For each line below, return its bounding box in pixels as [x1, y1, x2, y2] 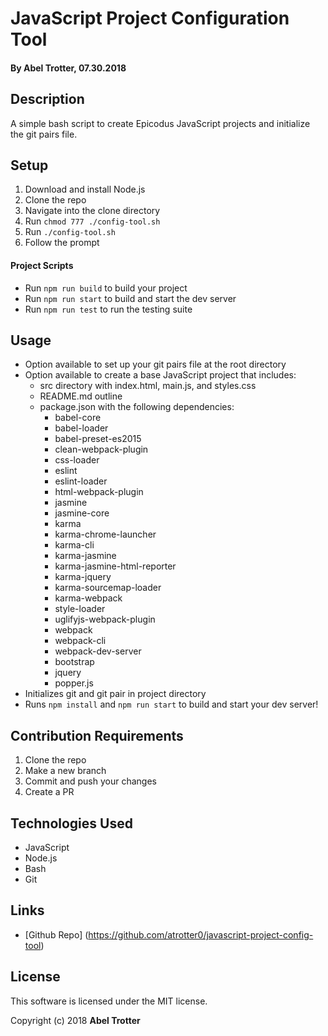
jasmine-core [54, 507, 110, 519]
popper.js [54, 677, 94, 689]
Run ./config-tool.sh [24, 226, 116, 238]
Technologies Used [10, 815, 133, 832]
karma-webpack [54, 592, 123, 604]
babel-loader [54, 422, 109, 434]
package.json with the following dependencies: [39, 401, 235, 413]
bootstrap [54, 656, 95, 668]
